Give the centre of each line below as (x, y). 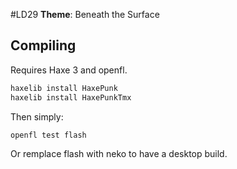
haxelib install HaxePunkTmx (71, 97)
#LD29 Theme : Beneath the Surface (85, 14)
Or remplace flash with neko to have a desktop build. (119, 154)
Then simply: (37, 116)
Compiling (43, 45)
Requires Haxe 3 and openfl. (69, 70)
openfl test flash (48, 135)
